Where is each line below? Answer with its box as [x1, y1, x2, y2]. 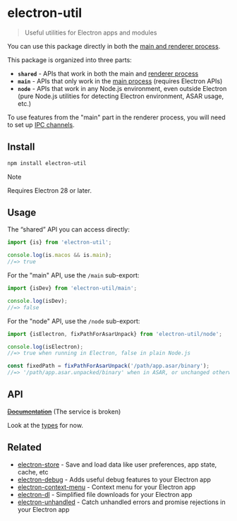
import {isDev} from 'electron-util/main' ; [7, 285, 138, 292]
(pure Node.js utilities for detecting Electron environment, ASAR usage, [17, 92, 224, 100]
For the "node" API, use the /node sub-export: [7, 316, 140, 325]
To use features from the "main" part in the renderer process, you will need [7, 113, 226, 121]
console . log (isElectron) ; [7, 343, 83, 350]
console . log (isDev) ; [7, 297, 68, 304]
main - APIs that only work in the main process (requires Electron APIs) [17, 76, 223, 85]
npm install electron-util [7, 160, 87, 167]
